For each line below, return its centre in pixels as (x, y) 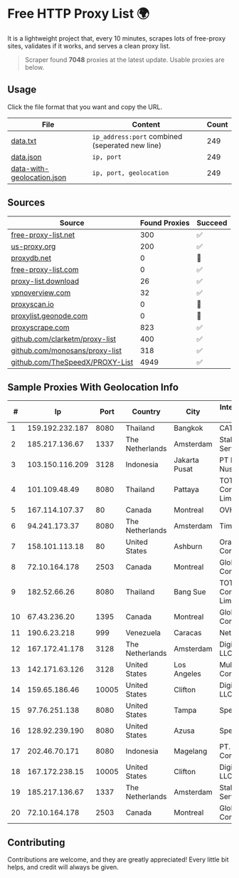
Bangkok (188, 428)
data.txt (24, 141)
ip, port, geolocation (131, 173)
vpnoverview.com (41, 293)
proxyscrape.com (40, 327)
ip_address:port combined (137, 136)
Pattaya (186, 490)
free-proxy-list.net (43, 234)
